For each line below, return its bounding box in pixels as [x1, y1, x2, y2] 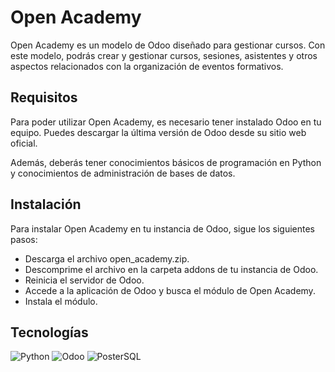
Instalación [10, 196, 82, 213]
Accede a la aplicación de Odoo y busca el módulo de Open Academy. [24, 284, 316, 296]
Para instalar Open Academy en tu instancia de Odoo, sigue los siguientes [10, 222, 316, 235]
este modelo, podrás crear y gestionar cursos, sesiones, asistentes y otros [10, 49, 318, 61]
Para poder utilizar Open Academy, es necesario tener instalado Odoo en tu [10, 116, 322, 128]
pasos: [10, 233, 38, 245]
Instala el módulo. [24, 295, 98, 307]
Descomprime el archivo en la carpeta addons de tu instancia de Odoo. [24, 263, 319, 275]
